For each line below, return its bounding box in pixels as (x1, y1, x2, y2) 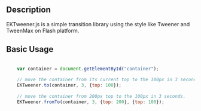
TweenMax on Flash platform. (6, 27, 80, 34)
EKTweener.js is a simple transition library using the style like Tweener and (6, 20, 190, 27)
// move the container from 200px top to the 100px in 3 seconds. (17, 93, 186, 99)
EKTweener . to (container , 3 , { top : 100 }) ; (17, 82, 121, 88)
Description (6, 5, 51, 15)
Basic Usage (6, 44, 54, 54)
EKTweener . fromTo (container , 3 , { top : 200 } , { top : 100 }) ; (17, 98, 165, 105)
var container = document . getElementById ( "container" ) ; (17, 66, 160, 72)
